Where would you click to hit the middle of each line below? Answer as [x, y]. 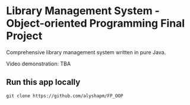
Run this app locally [43, 82]
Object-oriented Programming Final [96, 23]
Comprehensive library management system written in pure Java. [86, 52]
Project [24, 36]
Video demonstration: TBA [39, 64]
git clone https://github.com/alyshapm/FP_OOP [65, 96]
